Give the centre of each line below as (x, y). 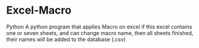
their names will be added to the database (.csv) (66, 39)
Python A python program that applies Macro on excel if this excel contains (99, 27)
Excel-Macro (39, 10)
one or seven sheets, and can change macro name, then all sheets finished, (100, 33)
